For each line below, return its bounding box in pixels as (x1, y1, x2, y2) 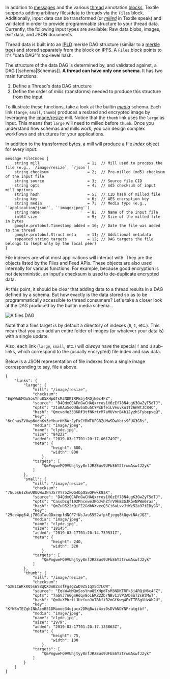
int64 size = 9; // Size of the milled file (14, 214, 160, 219)
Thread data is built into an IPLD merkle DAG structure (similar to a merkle (5, 41, 160, 48)
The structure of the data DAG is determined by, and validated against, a (5, 62, 157, 68)
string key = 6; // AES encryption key (14, 196, 149, 201)
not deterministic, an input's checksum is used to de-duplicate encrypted (5, 271, 159, 277)
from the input (12, 94, 43, 100)
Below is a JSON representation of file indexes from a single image (5, 358, 146, 365)
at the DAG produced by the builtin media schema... (5, 303, 114, 308)
